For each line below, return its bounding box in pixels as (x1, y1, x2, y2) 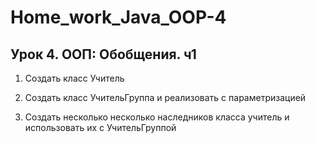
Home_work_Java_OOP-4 (10, 6, 227, 29)
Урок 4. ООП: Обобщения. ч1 (10, 46, 197, 63)
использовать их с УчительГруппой (24, 122, 177, 133)
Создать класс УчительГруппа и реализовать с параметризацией (24, 92, 307, 103)
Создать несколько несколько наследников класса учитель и (24, 111, 290, 123)
